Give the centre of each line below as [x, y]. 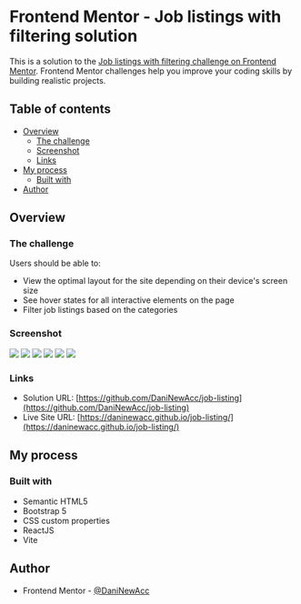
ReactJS [38, 530]
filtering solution [74, 36]
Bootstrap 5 [45, 510]
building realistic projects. [58, 80]
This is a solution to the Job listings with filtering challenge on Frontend [143, 61]
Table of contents [60, 110]
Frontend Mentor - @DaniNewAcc [86, 590]
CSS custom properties [66, 520]
